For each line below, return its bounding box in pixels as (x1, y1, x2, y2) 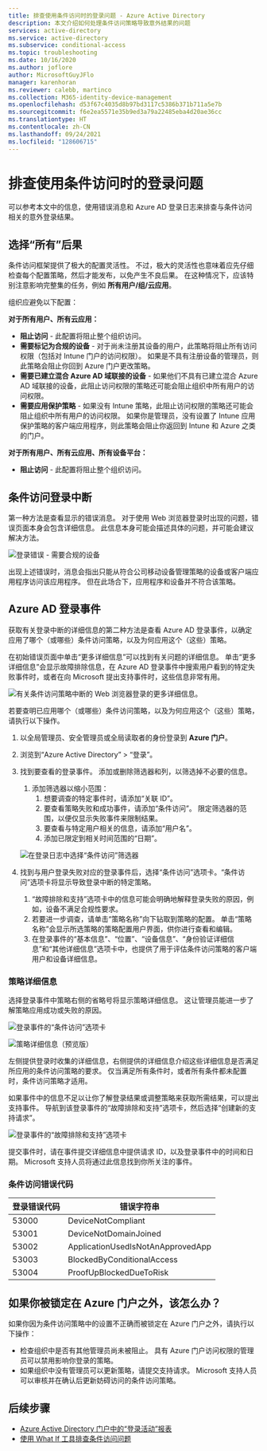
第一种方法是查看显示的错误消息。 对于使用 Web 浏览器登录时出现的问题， (8, 513, 252, 523)
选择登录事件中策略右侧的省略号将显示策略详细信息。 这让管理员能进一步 (8, 996, 247, 1005)
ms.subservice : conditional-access (8, 41, 126, 49)
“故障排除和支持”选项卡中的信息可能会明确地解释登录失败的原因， (31, 894, 247, 903)
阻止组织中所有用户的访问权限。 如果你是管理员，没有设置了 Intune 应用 (19, 411, 256, 421)
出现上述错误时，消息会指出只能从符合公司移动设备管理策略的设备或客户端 (8, 567, 252, 576)
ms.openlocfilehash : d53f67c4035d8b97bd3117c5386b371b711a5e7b (8, 100, 222, 108)
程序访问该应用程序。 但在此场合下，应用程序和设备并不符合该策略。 (14, 577, 240, 587)
